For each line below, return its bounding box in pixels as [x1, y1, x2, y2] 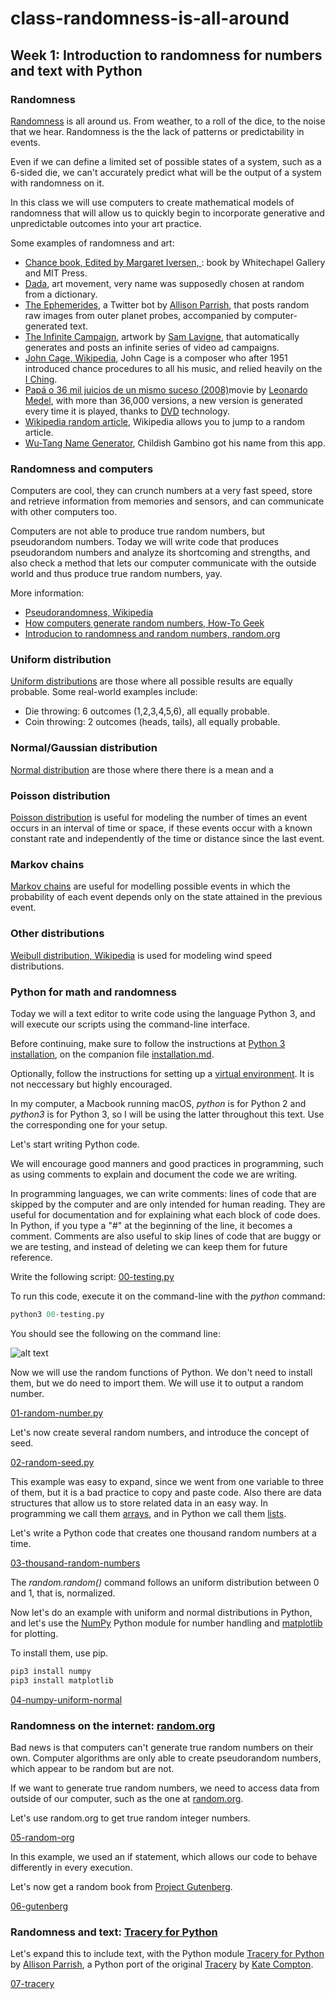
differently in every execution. [10, 1861, 133, 1873]
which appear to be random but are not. [10, 1762, 175, 1774]
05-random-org [10, 1831, 75, 1843]
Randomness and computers [10, 462, 154, 476]
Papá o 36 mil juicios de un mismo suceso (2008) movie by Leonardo [24, 383, 308, 396]
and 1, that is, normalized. [10, 1587, 116, 1599]
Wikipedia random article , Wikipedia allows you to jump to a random [24, 415, 305, 427]
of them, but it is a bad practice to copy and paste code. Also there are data [10, 1486, 322, 1498]
